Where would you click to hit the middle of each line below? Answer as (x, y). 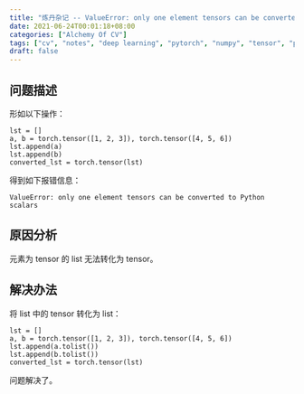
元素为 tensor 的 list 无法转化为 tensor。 (84, 258)
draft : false (34, 52)
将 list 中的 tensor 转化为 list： (66, 314)
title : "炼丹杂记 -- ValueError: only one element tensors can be (134, 18)
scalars (24, 205)
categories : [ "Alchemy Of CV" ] (68, 34)
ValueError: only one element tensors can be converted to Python (137, 197)
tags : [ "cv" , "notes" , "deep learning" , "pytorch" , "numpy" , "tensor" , (147, 43)
